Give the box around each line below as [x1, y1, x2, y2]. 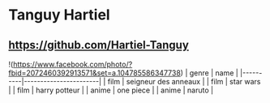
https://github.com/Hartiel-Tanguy [8, 38, 189, 52]
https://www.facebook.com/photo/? [13, 59, 133, 69]
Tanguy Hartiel [8, 6, 111, 24]
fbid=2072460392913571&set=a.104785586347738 [8, 68, 181, 78]
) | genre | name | [180, 68, 239, 78]
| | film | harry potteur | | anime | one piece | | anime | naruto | [8, 85, 213, 95]
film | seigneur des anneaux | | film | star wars [107, 77, 261, 86]
